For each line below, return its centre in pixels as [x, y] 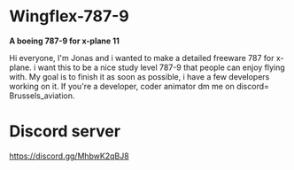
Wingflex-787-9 [70, 16]
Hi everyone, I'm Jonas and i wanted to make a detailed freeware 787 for [142, 58]
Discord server [65, 131]
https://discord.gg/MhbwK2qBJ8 [70, 156]
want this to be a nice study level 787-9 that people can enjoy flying [161, 67]
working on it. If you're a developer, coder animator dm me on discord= [139, 86]
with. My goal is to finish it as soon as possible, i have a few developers [139, 76]
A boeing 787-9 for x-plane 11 [64, 41]
